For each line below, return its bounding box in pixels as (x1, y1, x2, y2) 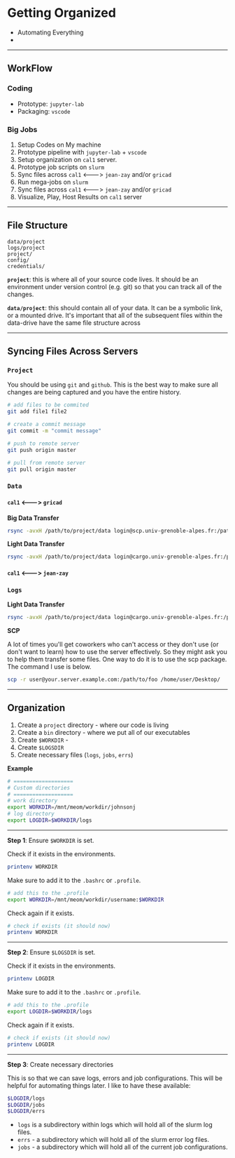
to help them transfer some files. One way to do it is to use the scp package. (7, 655, 227, 664)
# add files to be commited (7, 401, 90, 408)
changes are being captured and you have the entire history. (7, 388, 182, 397)
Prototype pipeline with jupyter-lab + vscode (17, 147, 147, 156)
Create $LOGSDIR (17, 743, 64, 752)
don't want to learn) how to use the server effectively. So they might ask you (7, 648, 227, 656)
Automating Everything (17, 28, 84, 36)
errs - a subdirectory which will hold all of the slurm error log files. (17, 1136, 210, 1144)
